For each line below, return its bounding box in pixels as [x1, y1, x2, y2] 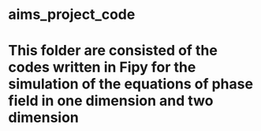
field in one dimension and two [8, 92, 214, 110]
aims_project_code [8, 6, 136, 24]
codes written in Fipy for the [8, 58, 196, 77]
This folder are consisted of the [8, 42, 218, 60]
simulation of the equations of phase [8, 75, 254, 93]
